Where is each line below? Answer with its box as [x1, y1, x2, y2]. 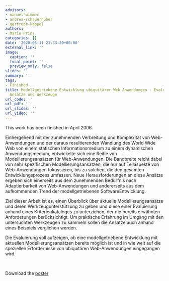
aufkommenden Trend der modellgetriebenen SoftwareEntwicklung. [5, 188, 146, 194]
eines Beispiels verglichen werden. [5, 224, 77, 230]
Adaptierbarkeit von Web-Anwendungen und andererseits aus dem [5, 182, 144, 189]
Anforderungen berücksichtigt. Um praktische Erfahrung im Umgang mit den [5, 214, 164, 220]
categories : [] [5, 36, 37, 41]
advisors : [5, 7, 26, 13]
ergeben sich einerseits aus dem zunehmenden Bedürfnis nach [5, 177, 137, 183]
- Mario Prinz [5, 31, 35, 36]
